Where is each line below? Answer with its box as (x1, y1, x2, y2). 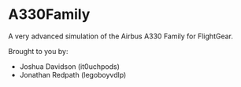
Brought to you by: (8, 46, 69, 56)
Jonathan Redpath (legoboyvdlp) (19, 70, 127, 79)
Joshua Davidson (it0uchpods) (19, 61, 120, 71)
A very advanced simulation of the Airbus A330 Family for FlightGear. (8, 31, 234, 41)
